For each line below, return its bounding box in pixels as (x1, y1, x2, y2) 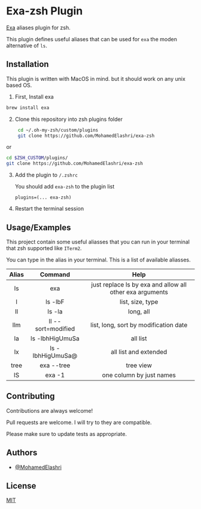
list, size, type (119, 297, 159, 306)
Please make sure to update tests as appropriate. (6, 430, 127, 437)
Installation (6, 59, 49, 69)
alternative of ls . (6, 42, 48, 49)
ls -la (47, 307, 63, 315)
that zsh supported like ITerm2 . (6, 244, 82, 252)
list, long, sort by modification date (90, 321, 188, 329)
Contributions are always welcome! (6, 407, 93, 414)
